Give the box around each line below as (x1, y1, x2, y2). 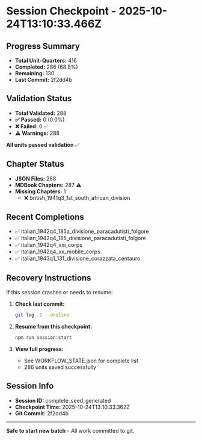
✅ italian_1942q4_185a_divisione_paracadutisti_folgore (14, 228, 149, 235)
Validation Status (6, 93, 72, 104)
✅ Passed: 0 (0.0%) (14, 116, 65, 123)
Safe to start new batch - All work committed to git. (6, 427, 135, 434)
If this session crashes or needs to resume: (6, 289, 113, 296)
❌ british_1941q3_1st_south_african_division (23, 194, 130, 201)
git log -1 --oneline (14, 312, 70, 318)
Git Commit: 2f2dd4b (14, 409, 69, 417)
